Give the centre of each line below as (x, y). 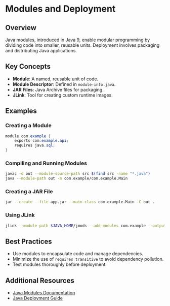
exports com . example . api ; (42, 141)
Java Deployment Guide (38, 298)
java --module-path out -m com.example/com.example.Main (67, 178)
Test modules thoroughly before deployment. (60, 264)
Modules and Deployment (60, 9)
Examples (21, 111)
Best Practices (29, 241)
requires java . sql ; (35, 145)
